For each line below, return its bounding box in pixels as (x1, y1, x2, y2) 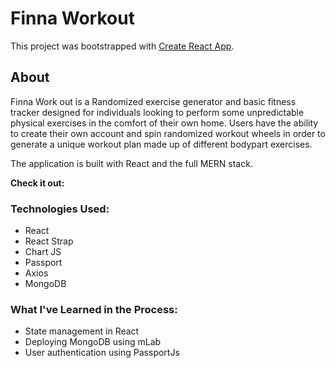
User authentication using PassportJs (24, 347, 180, 359)
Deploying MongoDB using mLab (24, 336, 162, 348)
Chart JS (24, 246, 62, 258)
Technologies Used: (10, 202, 110, 216)
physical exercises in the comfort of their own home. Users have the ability (10, 117, 319, 129)
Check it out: (10, 177, 65, 189)
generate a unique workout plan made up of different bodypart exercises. (10, 138, 313, 150)
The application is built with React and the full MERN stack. (10, 157, 253, 169)
